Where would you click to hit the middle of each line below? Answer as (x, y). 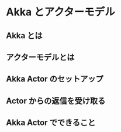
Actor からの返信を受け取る (56, 101)
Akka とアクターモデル (61, 12)
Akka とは (24, 35)
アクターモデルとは (40, 57)
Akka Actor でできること (51, 123)
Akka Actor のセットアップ (55, 79)
